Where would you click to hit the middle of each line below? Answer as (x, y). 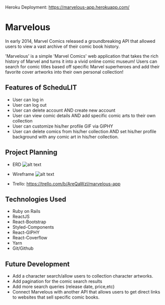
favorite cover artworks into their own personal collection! (64, 72)
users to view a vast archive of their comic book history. (63, 46)
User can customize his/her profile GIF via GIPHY (63, 126)
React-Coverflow (30, 238)
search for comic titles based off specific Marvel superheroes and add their (82, 66)
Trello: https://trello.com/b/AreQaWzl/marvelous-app (66, 183)
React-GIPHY (26, 232)
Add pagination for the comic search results (57, 282)
